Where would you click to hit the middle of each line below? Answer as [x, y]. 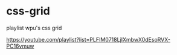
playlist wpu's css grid [34, 28]
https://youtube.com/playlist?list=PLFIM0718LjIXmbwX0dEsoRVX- [88, 39]
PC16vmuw [20, 46]
